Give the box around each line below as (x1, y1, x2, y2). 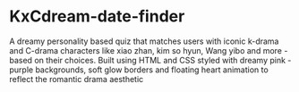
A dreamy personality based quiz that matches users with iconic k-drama (9, 36, 279, 46)
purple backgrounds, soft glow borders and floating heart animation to (9, 64, 269, 75)
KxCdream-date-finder (9, 6, 185, 27)
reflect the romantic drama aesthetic (9, 73, 144, 84)
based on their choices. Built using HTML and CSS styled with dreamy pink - (9, 54, 292, 65)
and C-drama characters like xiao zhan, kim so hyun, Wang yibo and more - (9, 45, 288, 55)
